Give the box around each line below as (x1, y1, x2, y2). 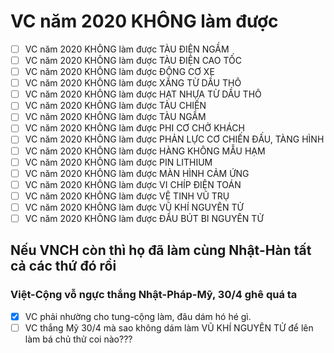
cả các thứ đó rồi (10, 258, 117, 275)
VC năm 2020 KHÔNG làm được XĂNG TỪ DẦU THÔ (24, 77, 242, 89)
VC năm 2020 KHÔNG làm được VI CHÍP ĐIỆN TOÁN (24, 178, 242, 190)
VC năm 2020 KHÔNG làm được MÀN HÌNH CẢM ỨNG (24, 167, 250, 179)
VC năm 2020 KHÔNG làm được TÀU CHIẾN (24, 100, 207, 112)
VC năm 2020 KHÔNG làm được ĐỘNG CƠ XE (24, 66, 215, 78)
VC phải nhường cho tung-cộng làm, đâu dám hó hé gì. (24, 310, 252, 322)
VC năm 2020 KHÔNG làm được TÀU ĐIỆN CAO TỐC (24, 55, 242, 66)
